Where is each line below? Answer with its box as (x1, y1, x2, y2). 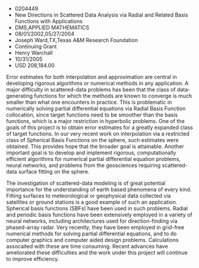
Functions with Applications (14, 18, 83, 24)
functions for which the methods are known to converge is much (34, 92, 192, 99)
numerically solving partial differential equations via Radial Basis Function (6, 105, 186, 112)
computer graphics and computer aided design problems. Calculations (6, 237, 179, 243)
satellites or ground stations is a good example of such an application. (6, 198, 178, 206)
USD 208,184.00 (14, 62, 55, 69)
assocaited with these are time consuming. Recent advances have (6, 243, 168, 250)
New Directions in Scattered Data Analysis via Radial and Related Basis (14, 11, 188, 18)
